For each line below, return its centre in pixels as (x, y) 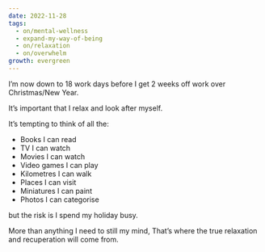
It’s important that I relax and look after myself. (86, 108)
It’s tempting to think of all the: (59, 124)
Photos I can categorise (59, 199)
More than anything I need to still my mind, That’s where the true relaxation (133, 230)
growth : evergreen (39, 61)
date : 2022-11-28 (38, 16)
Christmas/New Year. (44, 92)
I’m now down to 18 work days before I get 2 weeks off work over (117, 84)
